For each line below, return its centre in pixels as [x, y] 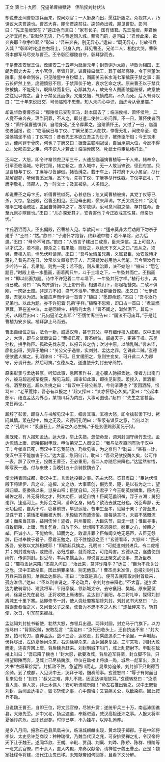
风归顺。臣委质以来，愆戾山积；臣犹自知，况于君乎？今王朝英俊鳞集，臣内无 [82, 490]
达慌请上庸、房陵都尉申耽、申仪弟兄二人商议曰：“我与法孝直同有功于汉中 [79, 443]
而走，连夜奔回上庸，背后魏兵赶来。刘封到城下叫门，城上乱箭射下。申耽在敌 [82, 648]
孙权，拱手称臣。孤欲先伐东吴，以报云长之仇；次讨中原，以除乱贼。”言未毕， [82, 344]
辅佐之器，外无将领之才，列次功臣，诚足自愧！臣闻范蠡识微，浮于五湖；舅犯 [82, 496]
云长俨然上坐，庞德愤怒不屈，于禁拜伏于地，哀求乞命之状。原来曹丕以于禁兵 [82, 83]
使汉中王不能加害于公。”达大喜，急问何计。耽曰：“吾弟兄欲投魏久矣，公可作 [81, 455]
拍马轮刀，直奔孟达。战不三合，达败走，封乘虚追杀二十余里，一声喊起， [87, 636]
